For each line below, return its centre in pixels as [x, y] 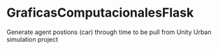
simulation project [32, 39]
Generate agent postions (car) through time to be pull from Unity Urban [109, 32]
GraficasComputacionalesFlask [100, 13]
